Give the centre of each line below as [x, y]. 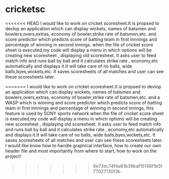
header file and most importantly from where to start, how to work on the [81, 151]
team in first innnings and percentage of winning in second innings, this [79, 108]
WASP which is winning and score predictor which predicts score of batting [84, 102]
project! [13, 156]
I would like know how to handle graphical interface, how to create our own [83, 145]
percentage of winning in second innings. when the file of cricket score [79, 44]
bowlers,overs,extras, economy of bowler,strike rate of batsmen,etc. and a [83, 97]
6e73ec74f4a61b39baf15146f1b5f [128, 166]
